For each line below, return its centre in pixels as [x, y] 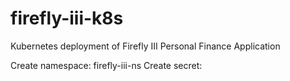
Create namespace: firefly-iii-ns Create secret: [106, 65]
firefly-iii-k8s [67, 18]
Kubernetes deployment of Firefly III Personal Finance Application [145, 46]
